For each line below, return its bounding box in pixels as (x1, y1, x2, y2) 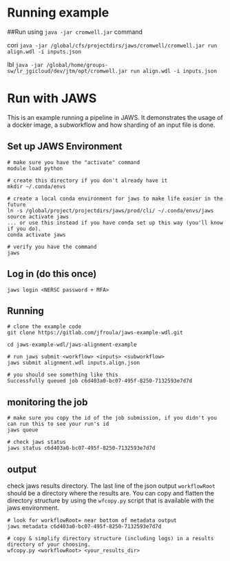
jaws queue (7, 427, 39, 433)
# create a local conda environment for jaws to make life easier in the (7, 195, 224, 202)
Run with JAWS (7, 91, 97, 106)
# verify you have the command (7, 243, 97, 250)
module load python (7, 165, 63, 172)
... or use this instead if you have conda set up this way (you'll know (7, 219, 224, 226)
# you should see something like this (7, 371, 118, 378)
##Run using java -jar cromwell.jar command (7, 28, 143, 36)
